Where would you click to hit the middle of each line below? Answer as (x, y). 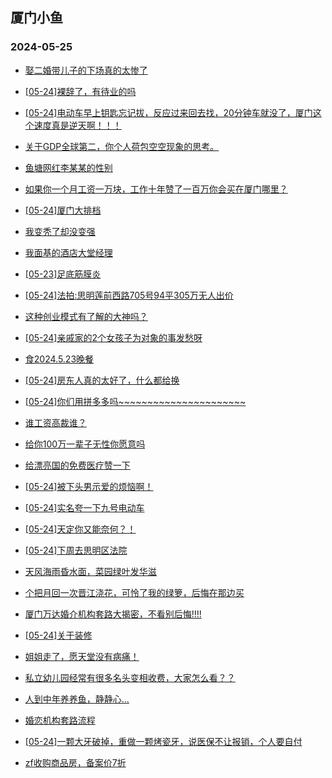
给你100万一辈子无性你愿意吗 (85, 444)
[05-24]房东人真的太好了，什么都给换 (102, 380)
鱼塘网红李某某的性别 (68, 167)
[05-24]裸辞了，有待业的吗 (80, 91)
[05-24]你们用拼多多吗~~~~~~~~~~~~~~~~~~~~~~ (135, 401)
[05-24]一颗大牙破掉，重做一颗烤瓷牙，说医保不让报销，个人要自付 (163, 741)
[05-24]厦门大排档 (63, 210)
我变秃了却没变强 (60, 231)
